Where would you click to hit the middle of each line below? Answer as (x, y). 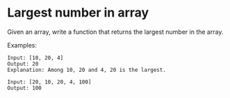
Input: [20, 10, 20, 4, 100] (49, 82)
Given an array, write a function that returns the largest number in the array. (115, 32)
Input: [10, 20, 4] (35, 58)
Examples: (22, 45)
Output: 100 (24, 88)
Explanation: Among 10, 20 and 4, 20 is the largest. (87, 70)
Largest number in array (78, 13)
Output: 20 (23, 63)
